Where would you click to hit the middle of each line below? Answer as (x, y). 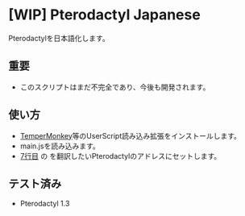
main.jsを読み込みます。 (60, 146)
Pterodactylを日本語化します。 (59, 38)
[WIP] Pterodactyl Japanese (105, 15)
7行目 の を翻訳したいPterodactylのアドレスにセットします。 (120, 156)
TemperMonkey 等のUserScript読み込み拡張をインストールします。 (131, 135)
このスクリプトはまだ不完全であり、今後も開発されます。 (115, 87)
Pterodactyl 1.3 (45, 204)
